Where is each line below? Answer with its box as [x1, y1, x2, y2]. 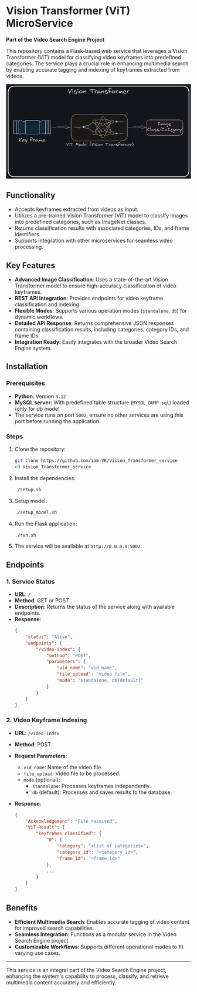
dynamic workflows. [14, 313, 64, 321]
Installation [6, 361, 48, 371]
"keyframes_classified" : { [36, 830, 102, 837]
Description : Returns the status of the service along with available [14, 604, 175, 611]
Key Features [6, 260, 56, 270]
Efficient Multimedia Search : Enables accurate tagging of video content [14, 918, 189, 925]
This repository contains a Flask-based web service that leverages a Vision [6, 47, 188, 54]
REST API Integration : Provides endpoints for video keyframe [14, 295, 164, 302]
